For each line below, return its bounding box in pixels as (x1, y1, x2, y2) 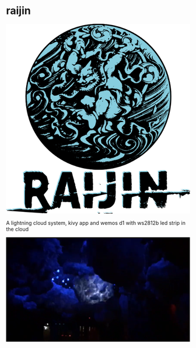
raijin (6, 4, 31, 18)
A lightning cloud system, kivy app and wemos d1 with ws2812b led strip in (6, 219, 185, 226)
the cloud (6, 225, 29, 232)
